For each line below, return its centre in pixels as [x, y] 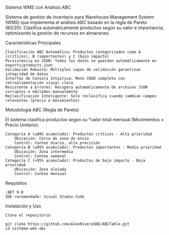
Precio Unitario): [22, 125]
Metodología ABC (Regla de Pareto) [42, 110]
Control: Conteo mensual [40, 174]
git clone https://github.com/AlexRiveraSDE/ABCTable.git [67, 224]
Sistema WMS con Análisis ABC [38, 7]
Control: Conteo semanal [40, 156]
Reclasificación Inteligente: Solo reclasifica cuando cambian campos [81, 96]
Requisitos [16, 183]
